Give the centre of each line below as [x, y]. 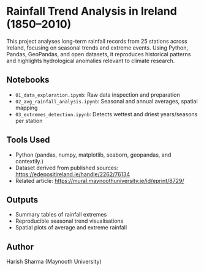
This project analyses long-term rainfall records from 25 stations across [97, 41]
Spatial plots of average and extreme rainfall [71, 228]
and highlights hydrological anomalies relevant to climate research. [91, 61]
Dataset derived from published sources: [67, 168]
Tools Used [28, 140]
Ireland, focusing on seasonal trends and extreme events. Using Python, [97, 48]
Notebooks [28, 80]
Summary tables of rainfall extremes [61, 215]
